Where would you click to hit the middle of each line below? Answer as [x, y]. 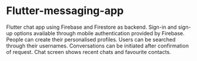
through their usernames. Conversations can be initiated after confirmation [97, 46]
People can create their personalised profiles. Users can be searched [91, 39]
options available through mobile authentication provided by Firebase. [99, 33]
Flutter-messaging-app [65, 11]
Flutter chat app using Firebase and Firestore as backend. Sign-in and [91, 27]
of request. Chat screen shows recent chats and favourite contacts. [89, 52]
